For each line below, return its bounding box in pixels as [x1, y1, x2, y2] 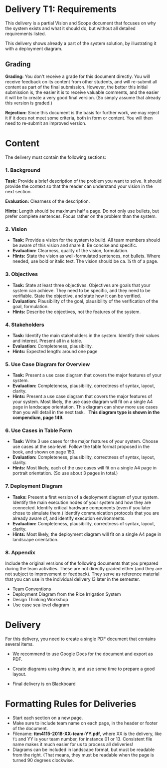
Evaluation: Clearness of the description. [5, 198, 90, 204]
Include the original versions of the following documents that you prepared [5, 560, 159, 566]
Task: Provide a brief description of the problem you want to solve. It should [5, 178, 162, 184]
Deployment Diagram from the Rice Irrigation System [12, 591, 121, 597]
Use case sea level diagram [12, 602, 69, 608]
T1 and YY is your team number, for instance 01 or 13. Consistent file [12, 736, 153, 742]
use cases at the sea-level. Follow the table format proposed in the [12, 443, 150, 450]
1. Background [5, 166, 41, 173]
